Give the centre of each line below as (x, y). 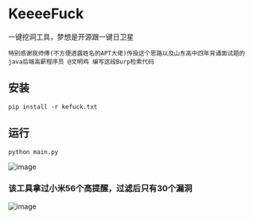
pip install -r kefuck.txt (53, 107)
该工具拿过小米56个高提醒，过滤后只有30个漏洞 (100, 189)
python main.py (33, 152)
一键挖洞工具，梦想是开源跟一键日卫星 (71, 36)
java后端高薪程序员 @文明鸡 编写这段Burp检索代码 (81, 61)
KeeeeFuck (46, 14)
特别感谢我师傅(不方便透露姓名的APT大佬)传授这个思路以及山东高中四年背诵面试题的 (127, 53)
